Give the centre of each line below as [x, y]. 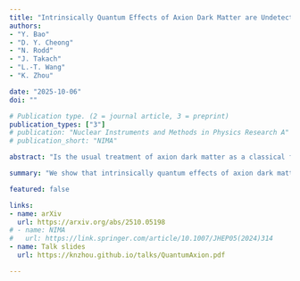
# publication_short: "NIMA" [63, 141]
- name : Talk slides [48, 247]
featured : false [39, 189]
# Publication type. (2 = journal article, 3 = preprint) [119, 116]
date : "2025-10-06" [46, 91]
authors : [25, 26]
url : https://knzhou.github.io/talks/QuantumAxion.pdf [121, 255]
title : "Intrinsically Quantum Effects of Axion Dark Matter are [133, 17]
